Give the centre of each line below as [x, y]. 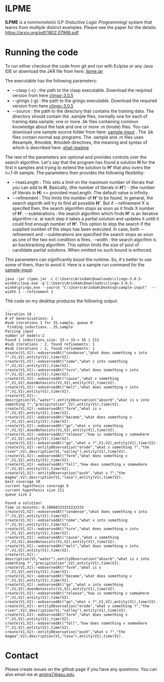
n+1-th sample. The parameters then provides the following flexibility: [75, 173]
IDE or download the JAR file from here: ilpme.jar [54, 71]
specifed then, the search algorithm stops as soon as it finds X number [83, 208]
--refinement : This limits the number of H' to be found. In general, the [83, 198]
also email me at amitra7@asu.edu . [40, 674]
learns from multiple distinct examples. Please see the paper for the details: [81, 27]
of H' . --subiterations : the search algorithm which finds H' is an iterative [85, 213]
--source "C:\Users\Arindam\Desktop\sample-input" [95, 288]
